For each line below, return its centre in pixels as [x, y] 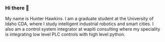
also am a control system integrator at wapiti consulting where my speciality [83, 29]
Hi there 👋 [17, 8]
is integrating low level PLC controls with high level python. [65, 35]
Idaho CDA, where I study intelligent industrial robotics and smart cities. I [79, 24]
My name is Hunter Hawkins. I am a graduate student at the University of [79, 19]
